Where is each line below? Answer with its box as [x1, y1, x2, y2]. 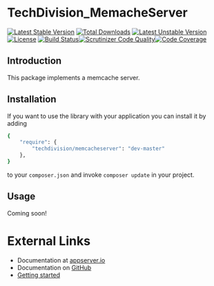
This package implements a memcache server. [7, 73, 140, 82]
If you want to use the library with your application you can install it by [7, 112, 206, 120]
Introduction [7, 55, 62, 67]
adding [7, 119, 28, 127]
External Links [7, 233, 91, 249]
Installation [7, 93, 57, 105]
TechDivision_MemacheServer [7, 5, 188, 21]
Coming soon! [7, 209, 47, 217]
